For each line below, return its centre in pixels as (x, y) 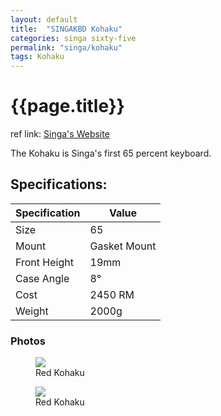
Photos (28, 341)
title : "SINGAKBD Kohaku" (66, 29)
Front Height (44, 262)
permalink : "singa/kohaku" (66, 47)
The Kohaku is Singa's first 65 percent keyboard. (111, 153)
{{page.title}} (67, 106)
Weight (32, 311)
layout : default (44, 19)
